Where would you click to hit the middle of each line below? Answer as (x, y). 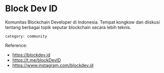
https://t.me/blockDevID (37, 60)
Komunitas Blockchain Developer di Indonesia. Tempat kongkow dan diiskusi (82, 22)
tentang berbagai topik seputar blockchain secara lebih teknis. (68, 27)
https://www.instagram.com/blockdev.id (53, 65)
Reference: (16, 45)
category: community (26, 36)
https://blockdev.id (31, 55)
